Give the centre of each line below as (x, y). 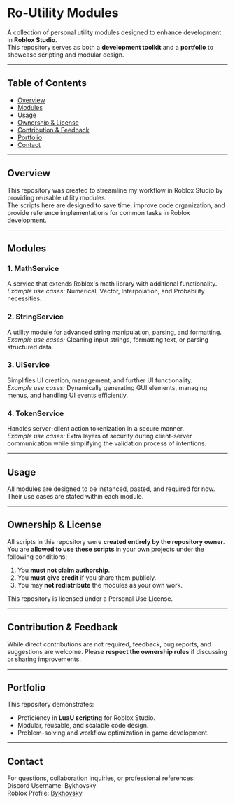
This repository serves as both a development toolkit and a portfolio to (111, 47)
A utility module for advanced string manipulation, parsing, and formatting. (115, 332)
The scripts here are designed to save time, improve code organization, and (116, 205)
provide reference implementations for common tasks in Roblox (99, 212)
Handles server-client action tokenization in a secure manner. (95, 429)
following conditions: (37, 556)
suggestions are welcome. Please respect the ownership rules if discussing (117, 651)
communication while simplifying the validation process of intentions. (107, 443)
